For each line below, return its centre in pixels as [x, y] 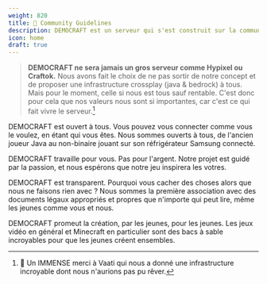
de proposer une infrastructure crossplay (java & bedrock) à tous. [135, 85]
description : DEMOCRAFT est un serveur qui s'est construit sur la [122, 30]
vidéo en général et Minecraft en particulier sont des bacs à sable [116, 232]
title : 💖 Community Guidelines [60, 23]
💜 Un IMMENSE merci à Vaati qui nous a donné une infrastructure [127, 263]
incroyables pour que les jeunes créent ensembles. [92, 240]
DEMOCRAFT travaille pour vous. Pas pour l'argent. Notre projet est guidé [129, 159]
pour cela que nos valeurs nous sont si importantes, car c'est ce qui [139, 102]
